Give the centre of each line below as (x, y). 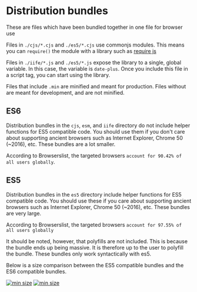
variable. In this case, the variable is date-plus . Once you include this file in (97, 68)
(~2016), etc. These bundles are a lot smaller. (61, 144)
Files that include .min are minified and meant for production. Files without (96, 86)
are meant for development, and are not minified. (65, 92)
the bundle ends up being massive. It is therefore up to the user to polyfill (95, 247)
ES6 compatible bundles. (36, 271)
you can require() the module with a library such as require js (81, 51)
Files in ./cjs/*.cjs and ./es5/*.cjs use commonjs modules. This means (95, 45)
